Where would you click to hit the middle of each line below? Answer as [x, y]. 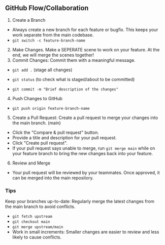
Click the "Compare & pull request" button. [56, 132]
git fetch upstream [32, 217]
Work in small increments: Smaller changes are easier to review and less [85, 232]
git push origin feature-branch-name [51, 108]
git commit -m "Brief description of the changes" [65, 89]
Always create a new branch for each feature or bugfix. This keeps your [85, 30]
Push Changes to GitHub [37, 98]
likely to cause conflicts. [37, 237]
